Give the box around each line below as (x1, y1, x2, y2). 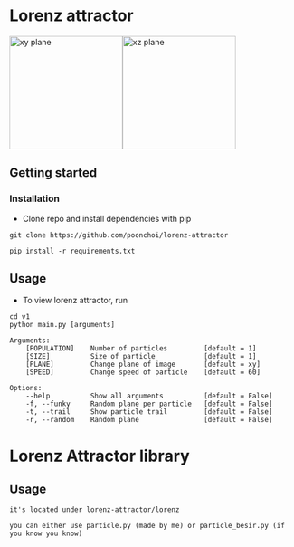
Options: (9, 384, 43, 393)
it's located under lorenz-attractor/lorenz (9, 505, 180, 514)
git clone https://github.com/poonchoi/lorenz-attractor (9, 230, 229, 240)
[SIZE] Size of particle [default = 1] (25, 352, 257, 361)
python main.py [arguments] (9, 321, 116, 330)
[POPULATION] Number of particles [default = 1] (25, 344, 257, 353)
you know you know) (9, 529, 83, 539)
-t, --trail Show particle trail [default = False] (25, 408, 273, 417)
